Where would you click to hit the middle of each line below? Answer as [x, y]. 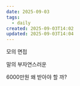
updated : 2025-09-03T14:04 [40, 34]
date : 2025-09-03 [28, 12]
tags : [13, 17]
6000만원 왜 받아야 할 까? [37, 77]
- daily [21, 23]
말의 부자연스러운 [26, 64]
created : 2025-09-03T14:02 [40, 28]
